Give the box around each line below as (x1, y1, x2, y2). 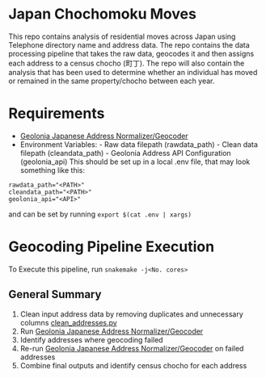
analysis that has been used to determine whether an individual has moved (8, 67, 258, 77)
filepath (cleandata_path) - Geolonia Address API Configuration (19, 148, 232, 157)
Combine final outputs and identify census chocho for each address (19, 360, 247, 370)
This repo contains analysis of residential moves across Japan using (8, 31, 236, 41)
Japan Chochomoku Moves (8, 5, 196, 23)
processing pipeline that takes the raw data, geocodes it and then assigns (8, 48, 255, 58)
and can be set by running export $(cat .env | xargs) (8, 209, 192, 219)
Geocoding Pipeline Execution (8, 237, 215, 256)
